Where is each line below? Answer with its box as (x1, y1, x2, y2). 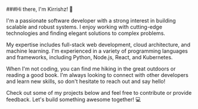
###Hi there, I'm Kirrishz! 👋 (6, 6, 73, 12)
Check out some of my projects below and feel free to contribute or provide (6, 89, 192, 96)
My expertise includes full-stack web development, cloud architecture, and (6, 41, 191, 48)
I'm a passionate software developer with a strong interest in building (6, 17, 176, 24)
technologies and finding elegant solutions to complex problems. (6, 30, 166, 37)
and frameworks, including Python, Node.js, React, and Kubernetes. (6, 54, 173, 60)
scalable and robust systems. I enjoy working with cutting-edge (6, 24, 163, 30)
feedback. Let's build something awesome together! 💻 (6, 96, 141, 103)
